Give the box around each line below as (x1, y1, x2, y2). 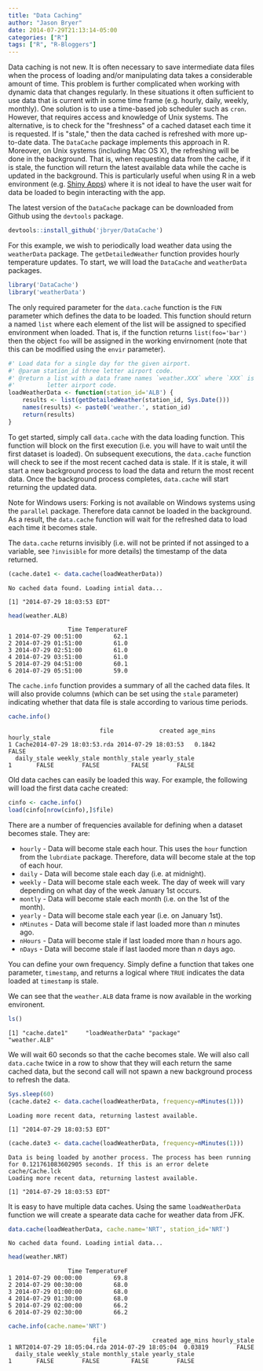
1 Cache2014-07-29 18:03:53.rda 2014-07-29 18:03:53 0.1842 (8, 741, 216, 749)
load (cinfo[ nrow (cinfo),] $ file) (8, 806, 114, 814)
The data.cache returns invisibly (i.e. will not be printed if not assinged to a (8, 538, 250, 547)
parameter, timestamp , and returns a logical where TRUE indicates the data (8, 968, 245, 977)
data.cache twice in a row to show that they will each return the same (8, 1058, 232, 1067)
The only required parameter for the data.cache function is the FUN (8, 302, 222, 311)
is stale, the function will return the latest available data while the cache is (8, 163, 247, 172)
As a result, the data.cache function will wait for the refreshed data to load (8, 514, 247, 524)
